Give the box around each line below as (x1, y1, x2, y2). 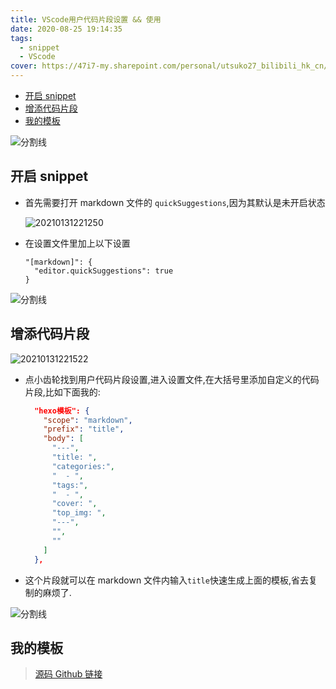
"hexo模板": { (34, 406, 90, 416)
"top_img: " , (51, 508, 107, 518)
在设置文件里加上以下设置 (24, 237, 131, 249)
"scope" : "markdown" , (43, 415, 133, 425)
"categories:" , (51, 461, 115, 471)
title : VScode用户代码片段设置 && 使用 (10, 14, 162, 25)
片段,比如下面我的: (24, 386, 101, 398)
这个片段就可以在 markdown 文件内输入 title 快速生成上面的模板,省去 (24, 574, 309, 586)
